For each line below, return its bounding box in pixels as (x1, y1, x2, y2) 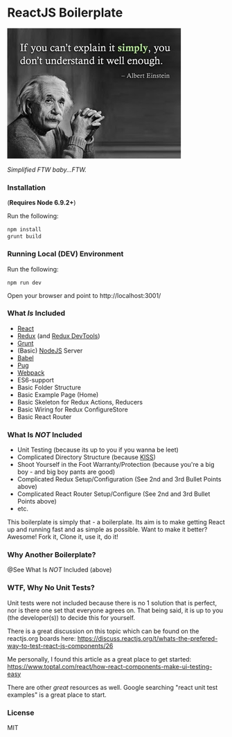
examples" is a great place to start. (7, 691, 107, 699)
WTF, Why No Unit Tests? (7, 583, 95, 593)
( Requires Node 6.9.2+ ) (7, 199, 76, 207)
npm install (7, 227, 42, 233)
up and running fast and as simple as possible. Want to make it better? (7, 525, 208, 534)
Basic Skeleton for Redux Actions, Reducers (17, 398, 143, 406)
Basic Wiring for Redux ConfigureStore (17, 405, 128, 414)
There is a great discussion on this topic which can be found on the (7, 627, 199, 635)
